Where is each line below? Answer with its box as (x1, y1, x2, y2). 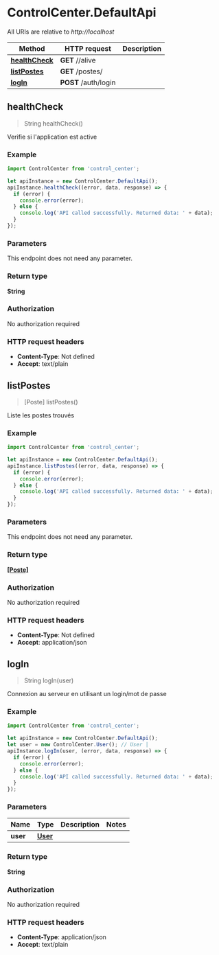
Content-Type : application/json (16, 933, 106, 941)
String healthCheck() (23, 119, 84, 128)
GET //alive (60, 55, 96, 65)
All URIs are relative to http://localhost (7, 27, 115, 36)
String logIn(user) (23, 676, 74, 684)
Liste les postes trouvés (7, 411, 74, 419)
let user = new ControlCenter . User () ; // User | (7, 741, 149, 748)
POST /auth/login (60, 78, 116, 87)
